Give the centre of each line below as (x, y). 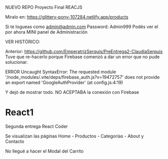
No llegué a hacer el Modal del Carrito (44, 151)
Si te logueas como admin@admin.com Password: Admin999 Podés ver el (82, 27)
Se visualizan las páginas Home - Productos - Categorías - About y (74, 136)
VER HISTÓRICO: (23, 42)
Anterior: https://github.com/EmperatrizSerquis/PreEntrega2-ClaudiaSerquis (84, 51)
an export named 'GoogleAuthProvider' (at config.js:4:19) (64, 83)
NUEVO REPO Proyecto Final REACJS (44, 7)
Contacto (15, 141)
